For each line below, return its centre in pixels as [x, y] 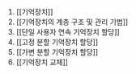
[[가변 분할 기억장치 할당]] [57, 52]
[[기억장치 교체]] [42, 62]
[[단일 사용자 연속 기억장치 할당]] [68, 32]
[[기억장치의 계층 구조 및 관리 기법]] [72, 22]
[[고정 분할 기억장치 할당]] [57, 42]
